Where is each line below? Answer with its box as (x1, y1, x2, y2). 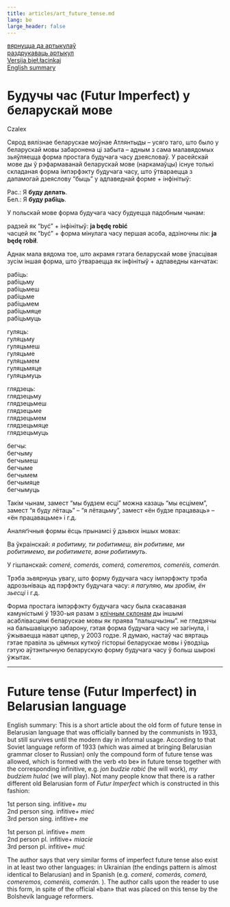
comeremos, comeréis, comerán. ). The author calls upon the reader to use (7, 877, 219, 886)
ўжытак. (7, 653, 31, 662)
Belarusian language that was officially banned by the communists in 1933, (7, 728, 218, 737)
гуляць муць (7, 372, 42, 380)
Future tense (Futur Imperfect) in (7, 684, 197, 699)
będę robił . (7, 236, 39, 245)
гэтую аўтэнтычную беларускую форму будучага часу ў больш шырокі (7, 646, 216, 654)
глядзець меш (7, 399, 47, 407)
